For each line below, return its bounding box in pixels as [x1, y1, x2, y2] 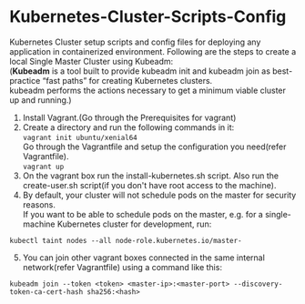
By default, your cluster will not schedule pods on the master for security [22, 189, 297, 200]
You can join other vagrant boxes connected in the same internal [22, 252, 266, 263]
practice [9, 75, 41, 86]
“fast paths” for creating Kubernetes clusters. [42, 75, 213, 86]
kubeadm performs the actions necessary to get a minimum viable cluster [9, 85, 287, 96]
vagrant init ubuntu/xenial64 [22, 133, 138, 142]
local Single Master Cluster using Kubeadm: [9, 56, 174, 66]
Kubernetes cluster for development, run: [56, 218, 212, 229]
